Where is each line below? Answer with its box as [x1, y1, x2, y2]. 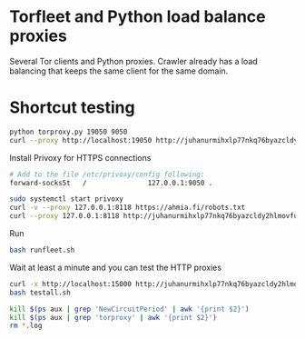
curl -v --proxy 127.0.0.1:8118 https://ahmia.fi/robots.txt [9, 203, 246, 213]
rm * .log [9, 321, 43, 331]
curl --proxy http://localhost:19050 [9, 135, 152, 145]
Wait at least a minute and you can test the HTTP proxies [9, 262, 222, 273]
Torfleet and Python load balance [9, 6, 266, 27]
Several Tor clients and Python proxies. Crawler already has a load [9, 55, 259, 66]
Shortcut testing [9, 97, 135, 118]
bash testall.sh [9, 288, 71, 297]
